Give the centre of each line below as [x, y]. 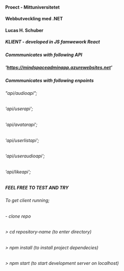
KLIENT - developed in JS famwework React [53, 42]
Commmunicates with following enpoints [50, 80]
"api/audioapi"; [21, 93]
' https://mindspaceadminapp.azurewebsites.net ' [59, 67]
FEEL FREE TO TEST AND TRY [37, 187]
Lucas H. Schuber [25, 30]
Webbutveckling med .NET [34, 19]
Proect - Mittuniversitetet [32, 7]
